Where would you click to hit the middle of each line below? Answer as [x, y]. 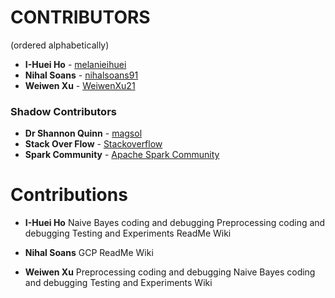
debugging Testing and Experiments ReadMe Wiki [128, 233]
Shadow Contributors [63, 111]
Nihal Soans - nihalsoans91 [81, 75]
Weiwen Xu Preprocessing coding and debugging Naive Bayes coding [170, 272]
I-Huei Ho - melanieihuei [75, 64]
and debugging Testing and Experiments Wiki [118, 283]
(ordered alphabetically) [60, 45]
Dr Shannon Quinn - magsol [83, 133]
